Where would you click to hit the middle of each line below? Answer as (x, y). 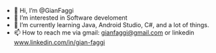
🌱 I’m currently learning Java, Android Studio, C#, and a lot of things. (111, 25)
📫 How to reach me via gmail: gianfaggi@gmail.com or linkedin (104, 33)
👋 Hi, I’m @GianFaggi (43, 11)
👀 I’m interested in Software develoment (70, 18)
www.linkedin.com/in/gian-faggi (59, 42)
